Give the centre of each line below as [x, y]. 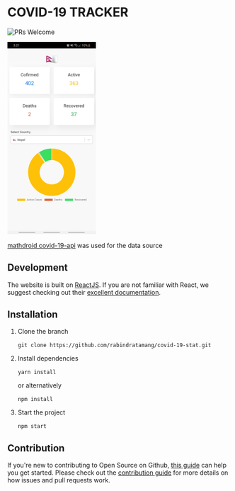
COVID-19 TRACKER [68, 12]
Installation [33, 315]
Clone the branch [43, 332]
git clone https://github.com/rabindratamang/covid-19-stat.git [114, 345]
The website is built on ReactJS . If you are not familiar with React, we [108, 285]
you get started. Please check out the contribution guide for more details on [118, 473]
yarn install [37, 373]
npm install [35, 400]
